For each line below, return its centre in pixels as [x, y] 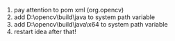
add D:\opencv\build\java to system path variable [84, 17]
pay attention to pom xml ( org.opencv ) [69, 10]
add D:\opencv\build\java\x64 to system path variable [91, 24]
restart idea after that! [45, 31]
